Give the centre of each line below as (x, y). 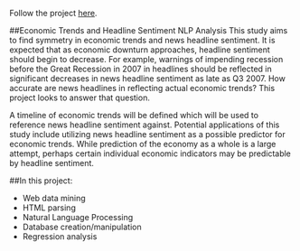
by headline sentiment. (52, 163)
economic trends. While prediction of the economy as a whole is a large (143, 144)
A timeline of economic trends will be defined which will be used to (134, 115)
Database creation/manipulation (82, 227)
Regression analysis (60, 237)
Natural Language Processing (78, 217)
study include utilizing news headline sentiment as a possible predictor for (148, 134)
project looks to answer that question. (80, 98)
